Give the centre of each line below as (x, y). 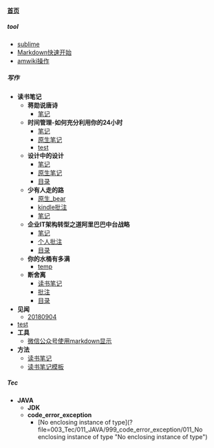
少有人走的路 (45, 190)
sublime (28, 44)
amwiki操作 (33, 61)
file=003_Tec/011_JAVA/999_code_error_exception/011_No (120, 429)
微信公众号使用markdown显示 (69, 341)
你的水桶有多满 (49, 259)
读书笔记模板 (45, 366)
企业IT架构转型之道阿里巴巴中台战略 (78, 224)
